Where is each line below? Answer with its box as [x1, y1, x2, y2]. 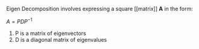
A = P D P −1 [6, 17, 33, 25]
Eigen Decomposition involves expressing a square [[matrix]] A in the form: [6, 5, 193, 12]
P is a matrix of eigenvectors [14, 30, 86, 37]
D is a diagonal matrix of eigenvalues [14, 36, 107, 43]
